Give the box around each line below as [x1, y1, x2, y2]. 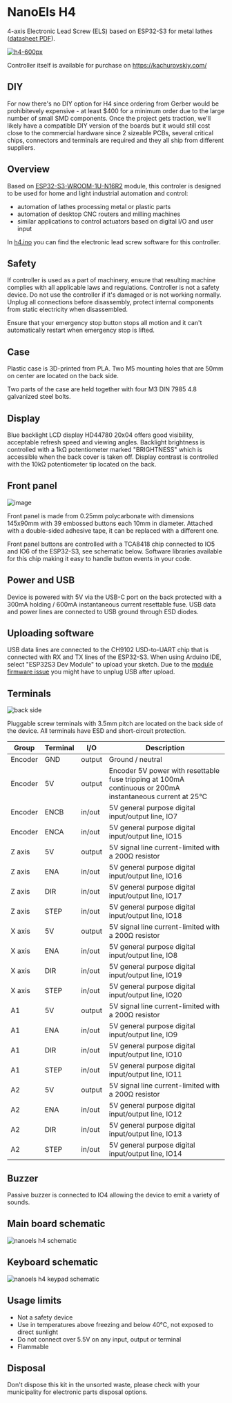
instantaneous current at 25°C [108, 792, 208, 801]
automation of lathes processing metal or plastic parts [17, 202, 171, 210]
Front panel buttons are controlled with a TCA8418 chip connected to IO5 [7, 540, 215, 548]
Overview [7, 164, 50, 175]
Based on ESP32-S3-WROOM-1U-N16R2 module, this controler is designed [7, 181, 222, 190]
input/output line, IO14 [108, 1149, 182, 1159]
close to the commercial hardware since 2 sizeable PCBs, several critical [7, 128, 214, 137]
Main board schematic [7, 1218, 106, 1230]
